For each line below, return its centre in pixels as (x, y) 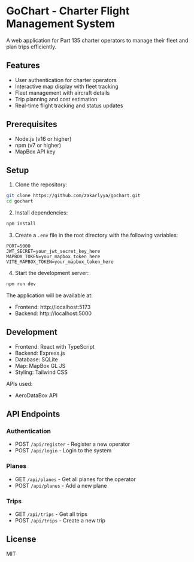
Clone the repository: (41, 185)
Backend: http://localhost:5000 (53, 313)
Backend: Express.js (40, 353)
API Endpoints (33, 414)
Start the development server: (52, 273)
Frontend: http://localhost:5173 (53, 307)
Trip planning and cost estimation (56, 99)
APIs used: (19, 383)
